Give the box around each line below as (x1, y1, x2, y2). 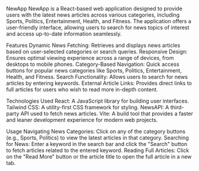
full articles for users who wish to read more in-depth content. (6, 86, 159, 93)
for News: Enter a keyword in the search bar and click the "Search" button (6, 141, 188, 147)
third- (170, 104, 184, 110)
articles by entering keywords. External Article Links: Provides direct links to (6, 80, 192, 87)
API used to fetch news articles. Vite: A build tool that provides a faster (20, 110, 194, 117)
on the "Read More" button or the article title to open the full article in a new (6, 153, 192, 160)
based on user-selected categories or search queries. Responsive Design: (6, 48, 188, 55)
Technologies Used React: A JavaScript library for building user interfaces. (6, 97, 189, 104)
